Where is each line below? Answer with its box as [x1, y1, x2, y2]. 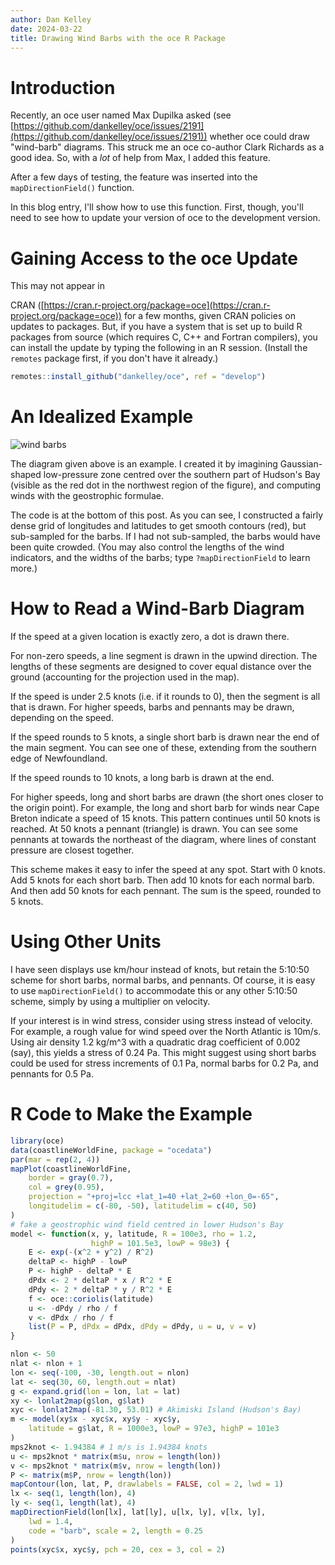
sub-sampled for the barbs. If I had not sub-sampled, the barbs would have [10, 531, 321, 543]
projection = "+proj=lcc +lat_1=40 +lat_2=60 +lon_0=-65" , [28, 1192, 280, 1202]
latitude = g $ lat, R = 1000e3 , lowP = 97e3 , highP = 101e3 [28, 1424, 280, 1434]
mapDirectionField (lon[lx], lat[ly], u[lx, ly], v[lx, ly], [10, 1507, 267, 1517]
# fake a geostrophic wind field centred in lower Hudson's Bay [10, 1219, 284, 1230]
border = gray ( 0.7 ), [28, 1173, 114, 1183]
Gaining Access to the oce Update [10, 247, 299, 270]
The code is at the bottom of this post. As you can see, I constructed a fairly [10, 509, 324, 521]
